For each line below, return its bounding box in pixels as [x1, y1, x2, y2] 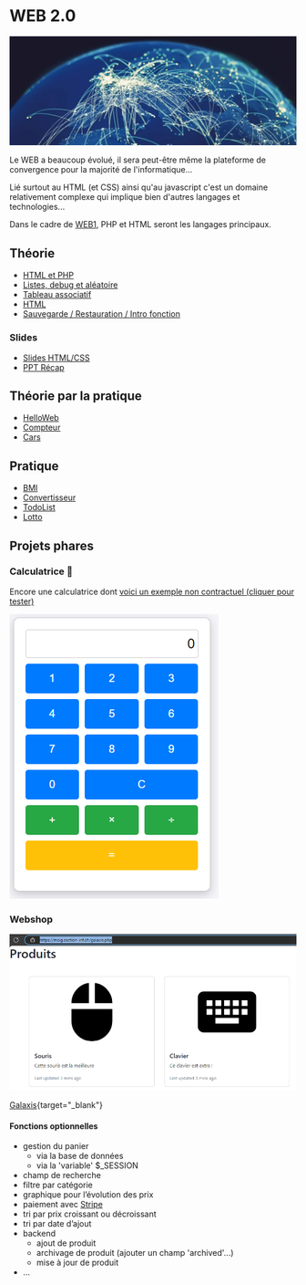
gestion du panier [22, 1141, 89, 1152]
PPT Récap [22, 361, 66, 372]
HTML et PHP [22, 270, 75, 281]
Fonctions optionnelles [9, 1120, 98, 1132]
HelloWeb [22, 413, 59, 423]
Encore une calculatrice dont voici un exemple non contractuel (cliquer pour [9, 586, 294, 597]
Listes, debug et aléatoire [22, 279, 118, 290]
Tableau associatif [22, 289, 92, 300]
